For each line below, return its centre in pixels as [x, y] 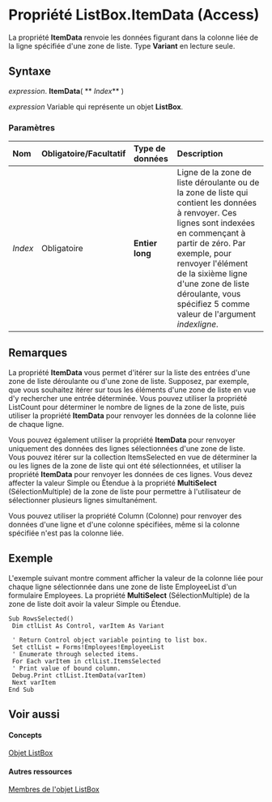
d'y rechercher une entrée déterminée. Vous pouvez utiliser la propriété [128, 398]
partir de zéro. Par [211, 243]
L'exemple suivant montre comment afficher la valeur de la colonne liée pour [136, 578]
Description [200, 154]
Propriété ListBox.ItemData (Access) [134, 15]
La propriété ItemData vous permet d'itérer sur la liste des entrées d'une [130, 372]
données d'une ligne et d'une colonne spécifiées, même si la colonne [124, 524]
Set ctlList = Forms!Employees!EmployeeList [88, 647]
